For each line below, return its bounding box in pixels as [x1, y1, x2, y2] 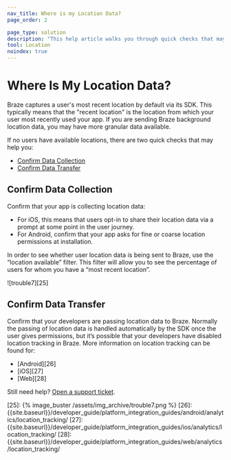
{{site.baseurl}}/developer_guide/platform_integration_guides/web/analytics [7, 437, 223, 446]
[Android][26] [16, 359, 56, 368]
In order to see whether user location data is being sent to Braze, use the [7, 251, 214, 259]
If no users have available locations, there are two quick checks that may [7, 136, 214, 144]
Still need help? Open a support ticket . [7, 387, 115, 396]
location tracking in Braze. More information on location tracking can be [7, 339, 211, 347]
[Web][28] [16, 374, 47, 382]
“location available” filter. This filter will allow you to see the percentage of [7, 258, 217, 266]
